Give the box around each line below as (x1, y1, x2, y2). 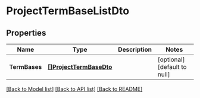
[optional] (157, 55, 185, 64)
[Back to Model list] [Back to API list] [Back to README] (6, 86, 143, 93)
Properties (6, 28, 46, 38)
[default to (157, 63, 187, 71)
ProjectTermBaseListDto (6, 4, 130, 18)
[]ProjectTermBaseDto (47, 63, 112, 71)
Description (118, 46, 152, 53)
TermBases (9, 63, 42, 71)
